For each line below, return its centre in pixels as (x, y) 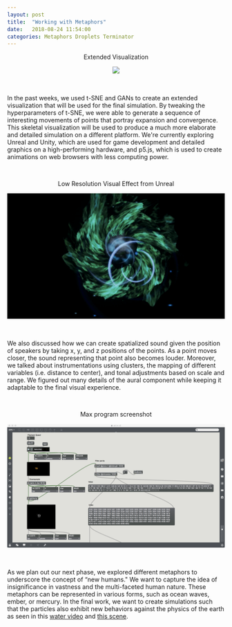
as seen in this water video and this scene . (68, 616)
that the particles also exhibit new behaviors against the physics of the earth (116, 608)
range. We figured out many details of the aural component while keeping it (114, 380)
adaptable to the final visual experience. (64, 388)
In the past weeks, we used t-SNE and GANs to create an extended (103, 98)
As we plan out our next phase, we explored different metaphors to (103, 572)
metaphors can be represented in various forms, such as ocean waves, (108, 594)
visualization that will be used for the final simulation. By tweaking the (106, 106)
